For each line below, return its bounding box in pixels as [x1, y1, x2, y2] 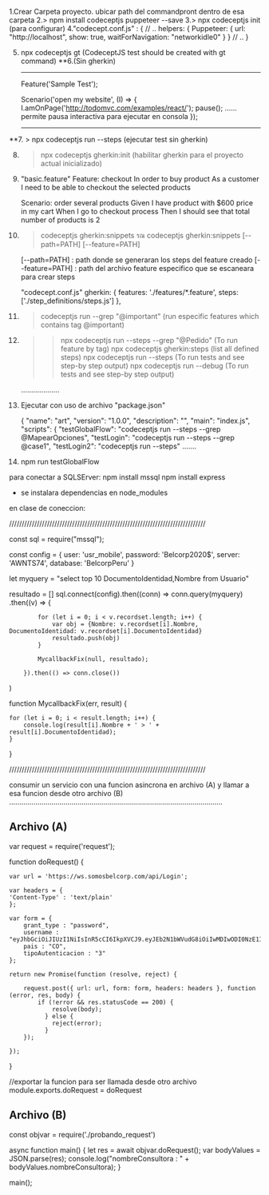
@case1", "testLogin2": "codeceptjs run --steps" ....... [20, 441, 197, 451]
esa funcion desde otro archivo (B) [9, 789, 124, 798]
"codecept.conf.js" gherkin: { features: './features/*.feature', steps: [20, 288, 239, 297]
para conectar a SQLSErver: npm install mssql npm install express [9, 472, 226, 482]
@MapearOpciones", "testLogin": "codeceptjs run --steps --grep [20, 433, 235, 442]
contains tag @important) [40, 320, 125, 329]
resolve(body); [51, 1005, 103, 1014]
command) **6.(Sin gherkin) [20, 56, 117, 66]
